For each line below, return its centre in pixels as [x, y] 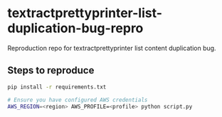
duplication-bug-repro [75, 28]
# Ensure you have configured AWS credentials [78, 100]
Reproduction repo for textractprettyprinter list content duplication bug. [112, 48]
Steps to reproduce [51, 70]
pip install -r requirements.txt [57, 87]
